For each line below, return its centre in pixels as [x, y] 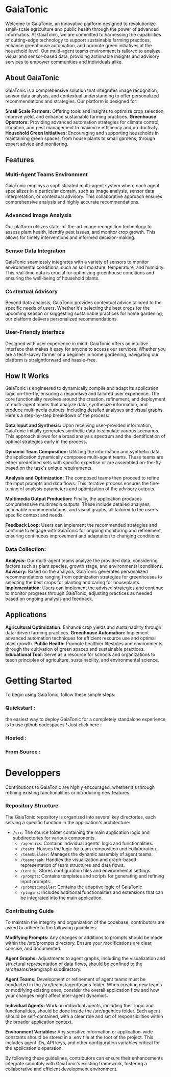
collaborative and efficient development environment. [62, 1069]
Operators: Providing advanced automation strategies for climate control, [82, 122]
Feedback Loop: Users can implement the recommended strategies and [81, 525]
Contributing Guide [30, 911]
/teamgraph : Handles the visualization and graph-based [78, 860]
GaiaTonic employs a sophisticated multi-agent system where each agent [82, 186]
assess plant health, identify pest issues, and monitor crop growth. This [80, 232]
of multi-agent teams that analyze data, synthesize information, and [77, 405]
